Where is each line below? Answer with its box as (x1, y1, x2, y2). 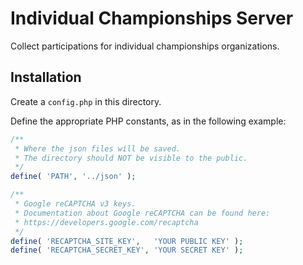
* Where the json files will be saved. (14, 143, 182, 154)
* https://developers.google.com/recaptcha (14, 217, 199, 227)
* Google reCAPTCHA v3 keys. (14, 199, 137, 209)
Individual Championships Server (10, 7, 294, 30)
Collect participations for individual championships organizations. (10, 40, 280, 52)
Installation (10, 69, 82, 86)
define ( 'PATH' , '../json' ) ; (10, 172, 137, 182)
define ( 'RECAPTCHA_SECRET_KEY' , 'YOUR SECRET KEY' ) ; (10, 245, 244, 256)
